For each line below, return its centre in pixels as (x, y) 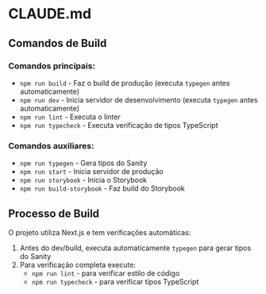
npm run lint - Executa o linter (70, 117)
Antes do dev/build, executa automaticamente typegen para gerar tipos (135, 248)
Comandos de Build (58, 43)
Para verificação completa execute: (78, 265)
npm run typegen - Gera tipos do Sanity (83, 163)
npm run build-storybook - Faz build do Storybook (102, 188)
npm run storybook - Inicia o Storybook (83, 180)
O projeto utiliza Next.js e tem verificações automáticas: (100, 232)
